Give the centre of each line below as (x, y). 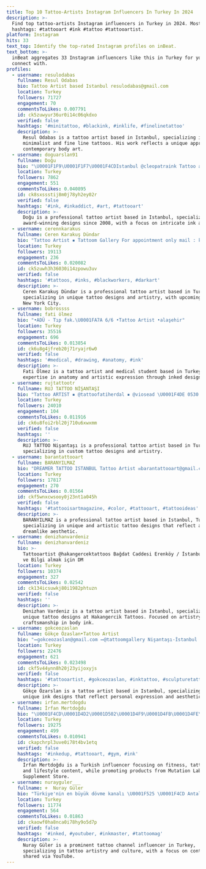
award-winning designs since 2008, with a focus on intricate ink (109, 223)
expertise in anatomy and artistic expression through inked (102, 377)
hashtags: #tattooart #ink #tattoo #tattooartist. (78, 29)
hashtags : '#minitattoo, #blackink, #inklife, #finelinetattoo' (101, 126)
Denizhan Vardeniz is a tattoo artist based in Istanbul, (98, 611)
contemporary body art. (53, 149)
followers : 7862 (38, 178)
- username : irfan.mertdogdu (49, 702)
